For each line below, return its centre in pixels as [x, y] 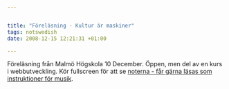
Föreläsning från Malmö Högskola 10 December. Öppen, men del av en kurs [115, 64]
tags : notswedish [32, 32]
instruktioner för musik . [40, 79]
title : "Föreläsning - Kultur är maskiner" [71, 26]
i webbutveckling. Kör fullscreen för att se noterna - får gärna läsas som [110, 71]
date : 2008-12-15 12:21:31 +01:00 [57, 39]
